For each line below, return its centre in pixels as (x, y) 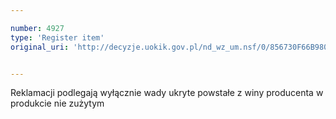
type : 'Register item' (57, 37)
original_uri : (40, 47)
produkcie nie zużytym (57, 103)
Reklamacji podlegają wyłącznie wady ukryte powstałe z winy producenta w (167, 93)
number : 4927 (37, 28)
